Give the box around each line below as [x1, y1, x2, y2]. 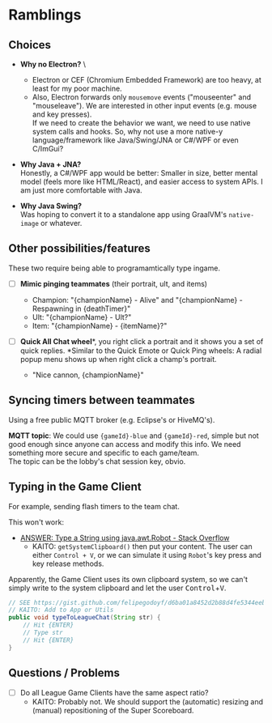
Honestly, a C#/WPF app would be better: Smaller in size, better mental [19, 168, 258, 177]
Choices [8, 38, 51, 52]
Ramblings [8, 6, 82, 24]
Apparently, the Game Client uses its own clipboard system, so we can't [8, 574, 249, 584]
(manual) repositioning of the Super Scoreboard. [32, 705, 194, 715]
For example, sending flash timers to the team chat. [8, 501, 180, 511]
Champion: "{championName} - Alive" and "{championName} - [32, 295, 243, 304]
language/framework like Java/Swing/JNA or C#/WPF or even [32, 135, 239, 145]
